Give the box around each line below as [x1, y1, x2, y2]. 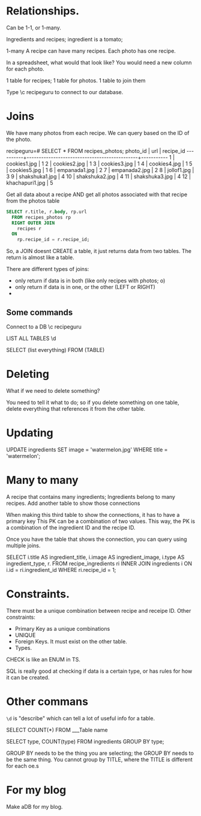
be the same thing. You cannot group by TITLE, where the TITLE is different [6, 755, 193, 763]
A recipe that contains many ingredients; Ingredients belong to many [6, 493, 176, 500]
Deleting [6, 368, 50, 381]
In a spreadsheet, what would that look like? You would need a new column [6, 59, 192, 66]
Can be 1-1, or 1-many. [6, 24, 61, 31]
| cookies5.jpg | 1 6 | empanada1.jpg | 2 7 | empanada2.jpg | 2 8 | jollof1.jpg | [6, 166, 194, 173]
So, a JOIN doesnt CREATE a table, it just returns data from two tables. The [6, 248, 192, 255]
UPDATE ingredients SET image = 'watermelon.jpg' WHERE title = [6, 445, 168, 453]
